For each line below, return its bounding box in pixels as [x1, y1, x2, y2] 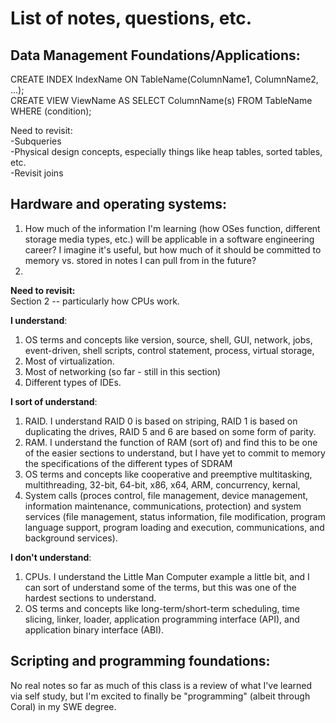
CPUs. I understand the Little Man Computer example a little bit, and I [24, 570, 310, 582]
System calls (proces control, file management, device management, [24, 489, 309, 501]
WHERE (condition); [10, 105, 92, 117]
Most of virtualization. [24, 355, 115, 367]
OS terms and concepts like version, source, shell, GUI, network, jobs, [24, 333, 313, 346]
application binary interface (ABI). [24, 623, 165, 636]
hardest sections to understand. [24, 592, 157, 604]
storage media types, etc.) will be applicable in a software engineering [24, 233, 315, 245]
